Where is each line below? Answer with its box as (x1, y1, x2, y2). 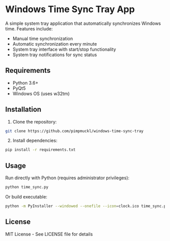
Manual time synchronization (12, 35, 73, 42)
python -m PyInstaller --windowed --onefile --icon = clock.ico (5, 204, 139, 209)
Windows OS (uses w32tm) (12, 90, 70, 97)
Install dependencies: (12, 138, 58, 144)
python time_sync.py (5, 185, 49, 190)
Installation (5, 105, 41, 114)
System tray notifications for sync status (12, 52, 97, 58)
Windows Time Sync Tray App (5, 4, 135, 15)
